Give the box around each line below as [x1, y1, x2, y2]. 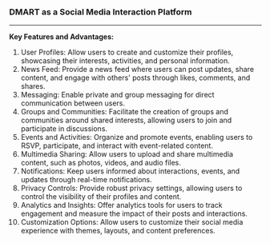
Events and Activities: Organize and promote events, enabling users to [20, 133, 253, 142]
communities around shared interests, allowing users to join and [20, 115, 232, 125]
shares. [20, 82, 46, 91]
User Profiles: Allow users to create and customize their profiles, [20, 47, 234, 58]
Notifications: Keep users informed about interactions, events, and [20, 166, 240, 176]
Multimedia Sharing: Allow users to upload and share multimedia [20, 149, 234, 159]
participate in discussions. [20, 124, 107, 133]
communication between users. [20, 98, 126, 108]
